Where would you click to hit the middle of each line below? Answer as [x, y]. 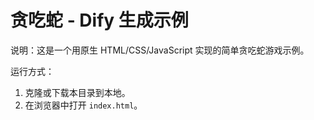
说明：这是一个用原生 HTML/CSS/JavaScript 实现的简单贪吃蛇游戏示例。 [160, 50]
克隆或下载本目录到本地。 [77, 92]
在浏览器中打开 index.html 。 [83, 105]
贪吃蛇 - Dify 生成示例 [99, 20]
